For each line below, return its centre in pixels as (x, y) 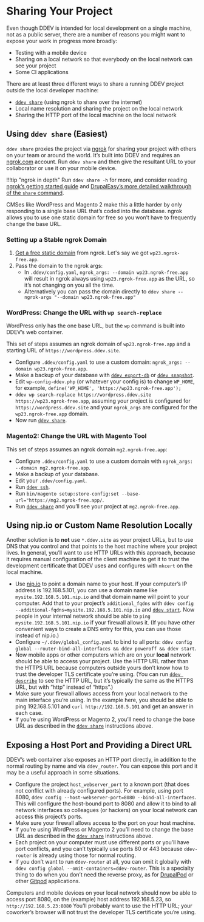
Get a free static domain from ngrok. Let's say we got (82, 253)
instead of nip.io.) (37, 635)
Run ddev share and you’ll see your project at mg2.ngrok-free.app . (97, 506)
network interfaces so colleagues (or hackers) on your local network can (106, 810)
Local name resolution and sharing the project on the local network (99, 108)
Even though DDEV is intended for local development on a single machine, (99, 28)
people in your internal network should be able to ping (83, 616)
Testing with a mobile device (51, 52)
